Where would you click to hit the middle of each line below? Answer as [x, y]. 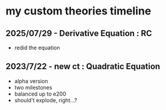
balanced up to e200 [40, 94]
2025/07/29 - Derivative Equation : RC [79, 33]
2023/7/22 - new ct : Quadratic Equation [83, 66]
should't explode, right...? [46, 100]
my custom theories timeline [78, 11]
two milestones [33, 87]
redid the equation [37, 47]
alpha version [31, 81]
